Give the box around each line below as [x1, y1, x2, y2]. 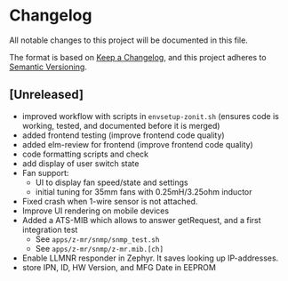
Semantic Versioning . [9, 61, 87, 72]
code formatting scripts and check [21, 149, 149, 159]
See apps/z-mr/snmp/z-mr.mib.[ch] [35, 243, 164, 253]
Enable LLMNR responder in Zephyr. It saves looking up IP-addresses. [21, 253, 279, 263]
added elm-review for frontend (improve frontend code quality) [21, 139, 253, 149]
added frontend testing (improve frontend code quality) [21, 130, 225, 140]
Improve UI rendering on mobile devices [21, 205, 170, 216]
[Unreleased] [9, 87, 84, 102]
